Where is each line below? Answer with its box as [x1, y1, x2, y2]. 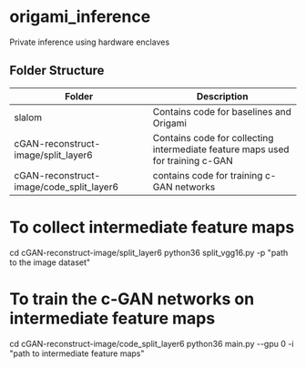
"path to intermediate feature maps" [9, 348, 145, 359]
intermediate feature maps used [152, 143, 290, 156]
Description [196, 89, 249, 102]
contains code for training [152, 169, 263, 181]
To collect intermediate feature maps [9, 217, 295, 238]
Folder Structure [9, 63, 105, 78]
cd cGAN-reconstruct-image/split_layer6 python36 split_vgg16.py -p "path [9, 247, 289, 258]
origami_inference [9, 6, 151, 27]
